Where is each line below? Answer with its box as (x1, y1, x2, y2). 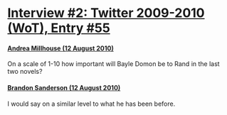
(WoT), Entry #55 (7, 20, 110, 36)
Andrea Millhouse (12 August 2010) (7, 44, 114, 53)
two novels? (7, 67, 43, 76)
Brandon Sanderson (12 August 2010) (7, 83, 121, 92)
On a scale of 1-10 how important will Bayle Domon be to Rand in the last (7, 60, 220, 68)
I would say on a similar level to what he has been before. (7, 99, 176, 108)
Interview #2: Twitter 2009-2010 (7, 5, 205, 21)
